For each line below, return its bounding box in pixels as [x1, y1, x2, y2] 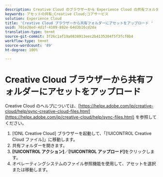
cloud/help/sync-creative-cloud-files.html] [5, 108, 91, 114]
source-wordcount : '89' [5, 43, 53, 48]
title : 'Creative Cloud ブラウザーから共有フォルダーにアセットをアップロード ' [5, 20, 153, 26]
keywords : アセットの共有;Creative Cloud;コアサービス [5, 12, 109, 16]
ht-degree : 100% [5, 47, 38, 52]
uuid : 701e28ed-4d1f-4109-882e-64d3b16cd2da [5, 25, 97, 30]
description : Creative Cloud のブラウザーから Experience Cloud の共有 [5, 7, 145, 12]
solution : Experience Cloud [5, 16, 62, 21]
